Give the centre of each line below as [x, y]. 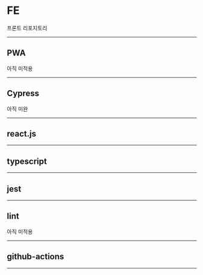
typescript [27, 161]
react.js [22, 134]
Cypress [23, 93]
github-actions [36, 257]
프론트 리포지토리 [27, 28]
